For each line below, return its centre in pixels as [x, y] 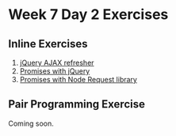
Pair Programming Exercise [77, 104]
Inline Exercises [48, 44]
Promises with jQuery [55, 71]
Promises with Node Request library [78, 79]
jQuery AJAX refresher [57, 62]
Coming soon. [31, 123]
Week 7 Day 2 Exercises [88, 15]
